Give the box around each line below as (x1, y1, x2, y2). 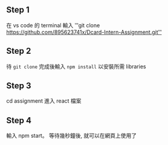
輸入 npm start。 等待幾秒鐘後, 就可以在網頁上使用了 (6, 132, 137, 140)
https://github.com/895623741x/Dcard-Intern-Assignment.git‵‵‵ (6, 28, 162, 36)
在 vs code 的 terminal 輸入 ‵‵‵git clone (6, 21, 100, 29)
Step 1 (6, 5, 30, 15)
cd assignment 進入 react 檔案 (6, 97, 82, 105)
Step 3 (6, 81, 31, 91)
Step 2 (6, 46, 31, 56)
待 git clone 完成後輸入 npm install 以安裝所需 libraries (6, 63, 146, 70)
